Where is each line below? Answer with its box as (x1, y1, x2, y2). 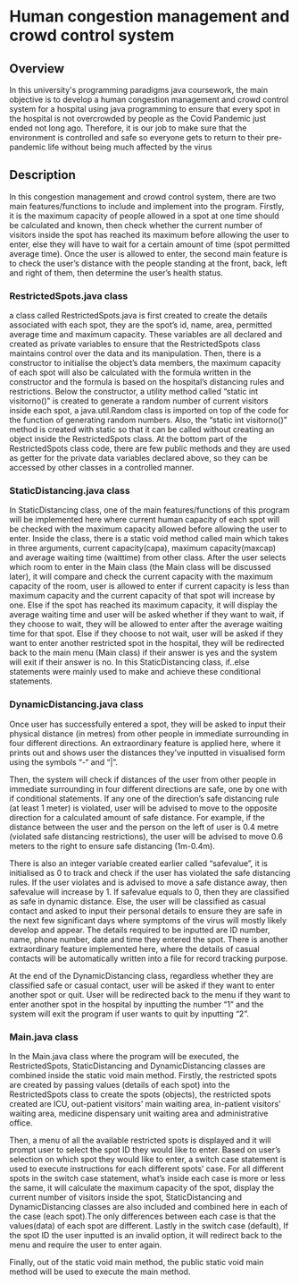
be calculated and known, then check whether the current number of (9, 219, 263, 230)
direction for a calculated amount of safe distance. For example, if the (9, 812, 265, 822)
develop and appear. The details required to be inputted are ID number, (9, 924, 270, 935)
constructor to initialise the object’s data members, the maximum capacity (9, 358, 281, 369)
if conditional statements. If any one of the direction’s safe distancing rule (9, 793, 279, 804)
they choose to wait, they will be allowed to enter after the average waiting (9, 619, 283, 630)
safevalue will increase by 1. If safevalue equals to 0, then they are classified (9, 886, 290, 897)
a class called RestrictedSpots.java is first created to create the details (9, 310, 268, 321)
